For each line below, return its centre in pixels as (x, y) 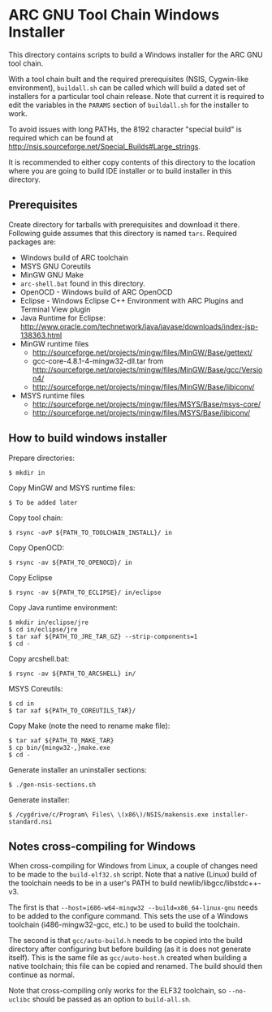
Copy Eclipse (30, 577)
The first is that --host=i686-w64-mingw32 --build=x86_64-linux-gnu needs (133, 907)
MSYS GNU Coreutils (56, 266)
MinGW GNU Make (52, 274)
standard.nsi (30, 821)
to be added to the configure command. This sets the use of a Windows (129, 916)
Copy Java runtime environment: (63, 607)
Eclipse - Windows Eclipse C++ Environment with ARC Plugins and (132, 300)
